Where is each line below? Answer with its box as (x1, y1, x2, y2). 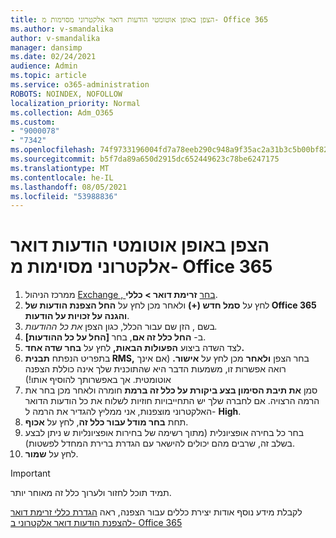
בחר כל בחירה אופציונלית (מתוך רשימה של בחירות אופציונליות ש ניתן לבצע (24, 427, 305, 439)
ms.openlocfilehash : (10, 145, 97, 155)
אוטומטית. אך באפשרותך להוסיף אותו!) (24, 374, 172, 386)
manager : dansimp (10, 42, 83, 53)
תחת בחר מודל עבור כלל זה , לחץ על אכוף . (24, 416, 189, 428)
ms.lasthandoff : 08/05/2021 (10, 182, 128, 192)
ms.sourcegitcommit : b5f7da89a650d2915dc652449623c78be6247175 (10, 154, 280, 164)
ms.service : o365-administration (10, 80, 150, 90)
